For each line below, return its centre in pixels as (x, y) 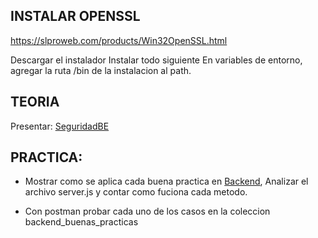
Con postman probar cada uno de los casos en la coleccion (147, 211)
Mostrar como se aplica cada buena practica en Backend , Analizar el (166, 181)
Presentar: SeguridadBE (60, 126)
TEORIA (35, 102)
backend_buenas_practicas (81, 222)
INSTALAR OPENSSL (75, 16)
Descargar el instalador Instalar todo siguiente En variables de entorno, (156, 60)
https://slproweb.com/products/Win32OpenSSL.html (119, 40)
